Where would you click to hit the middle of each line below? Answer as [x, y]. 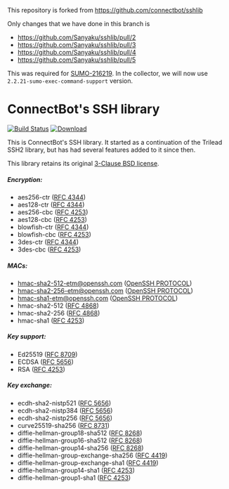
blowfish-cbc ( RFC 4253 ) [54, 234]
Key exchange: [30, 385]
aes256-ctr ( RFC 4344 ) [52, 197]
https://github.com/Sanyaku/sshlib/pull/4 [77, 52]
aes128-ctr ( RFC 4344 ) [51, 204]
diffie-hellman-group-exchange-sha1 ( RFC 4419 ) [88, 462]
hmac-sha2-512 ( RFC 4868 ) [58, 306]
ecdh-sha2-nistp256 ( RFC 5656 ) [65, 418]
